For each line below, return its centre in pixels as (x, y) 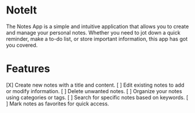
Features (28, 69)
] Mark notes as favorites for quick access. (58, 104)
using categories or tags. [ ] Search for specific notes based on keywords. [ (97, 97)
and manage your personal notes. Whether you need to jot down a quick (93, 32)
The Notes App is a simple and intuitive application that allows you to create (97, 26)
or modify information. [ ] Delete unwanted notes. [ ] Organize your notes (94, 91)
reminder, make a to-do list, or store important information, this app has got (97, 39)
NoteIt (21, 10)
